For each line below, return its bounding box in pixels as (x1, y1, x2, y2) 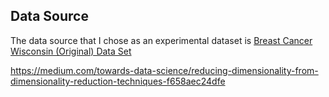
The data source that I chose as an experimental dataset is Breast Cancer (10, 34, 313, 46)
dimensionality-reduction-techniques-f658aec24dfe (10, 75, 226, 87)
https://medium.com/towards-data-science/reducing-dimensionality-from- (10, 64, 319, 76)
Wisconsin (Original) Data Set (10, 45, 132, 57)
